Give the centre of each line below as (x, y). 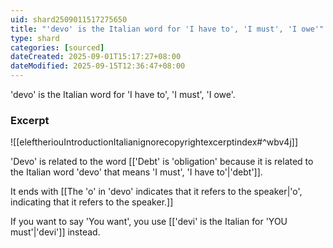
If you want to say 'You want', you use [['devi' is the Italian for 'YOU (149, 222)
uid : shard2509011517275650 (69, 19)
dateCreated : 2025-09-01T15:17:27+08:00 (96, 57)
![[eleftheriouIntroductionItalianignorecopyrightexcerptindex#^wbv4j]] (154, 142)
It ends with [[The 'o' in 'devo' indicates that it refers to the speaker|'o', (156, 192)
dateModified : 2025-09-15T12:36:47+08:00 (98, 66)
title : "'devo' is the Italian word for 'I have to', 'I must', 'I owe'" (167, 29)
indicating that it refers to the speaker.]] (92, 202)
